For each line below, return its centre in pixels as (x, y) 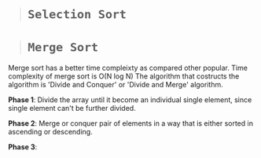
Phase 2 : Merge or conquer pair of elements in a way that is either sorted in (131, 123)
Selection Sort (77, 15)
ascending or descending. (50, 132)
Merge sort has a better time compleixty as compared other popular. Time (128, 68)
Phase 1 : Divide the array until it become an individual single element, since (130, 100)
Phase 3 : (23, 147)
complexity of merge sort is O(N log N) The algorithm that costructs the (124, 76)
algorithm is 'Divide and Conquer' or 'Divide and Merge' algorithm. (116, 85)
